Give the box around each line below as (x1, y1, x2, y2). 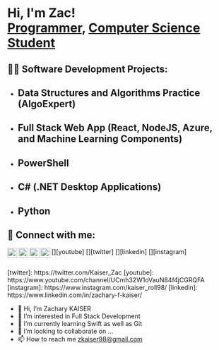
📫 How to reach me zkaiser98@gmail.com (17, 334, 143, 343)
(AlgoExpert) (17, 97, 76, 110)
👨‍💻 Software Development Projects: (7, 63, 168, 75)
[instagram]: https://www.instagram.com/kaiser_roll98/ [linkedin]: (7, 283, 198, 291)
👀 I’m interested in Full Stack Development (17, 312, 141, 320)
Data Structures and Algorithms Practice (17, 87, 201, 99)
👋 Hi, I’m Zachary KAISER (17, 304, 92, 313)
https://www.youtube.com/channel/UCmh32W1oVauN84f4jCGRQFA (7, 275, 205, 284)
